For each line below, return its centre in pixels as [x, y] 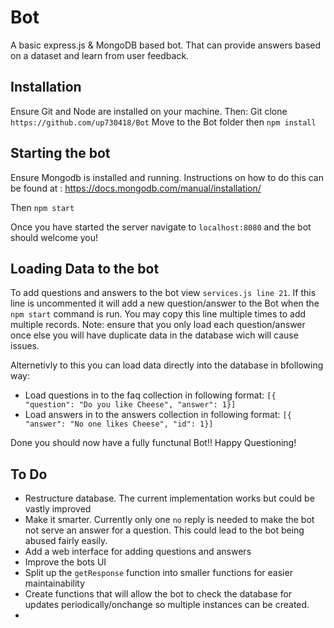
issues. [25, 346]
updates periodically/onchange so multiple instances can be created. [167, 605]
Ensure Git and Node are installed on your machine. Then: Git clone [149, 111]
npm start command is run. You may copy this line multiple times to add [158, 314]
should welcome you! [54, 237]
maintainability [55, 583]
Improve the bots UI [65, 562]
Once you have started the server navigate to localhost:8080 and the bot [161, 227]
